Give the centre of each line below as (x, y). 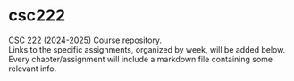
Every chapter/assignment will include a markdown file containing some (141, 59)
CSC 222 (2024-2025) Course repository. (85, 40)
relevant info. (33, 69)
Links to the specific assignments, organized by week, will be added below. (147, 49)
